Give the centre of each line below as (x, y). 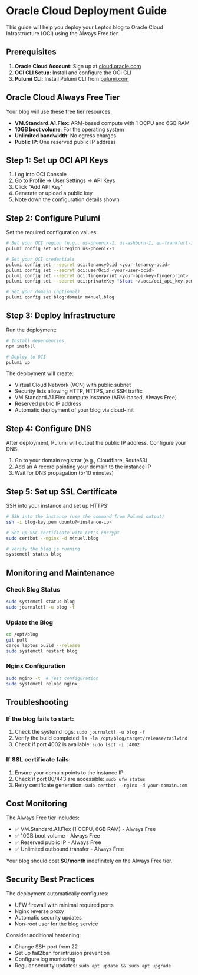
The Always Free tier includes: (43, 818)
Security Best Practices (50, 879)
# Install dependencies (35, 340)
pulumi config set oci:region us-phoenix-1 (60, 249)
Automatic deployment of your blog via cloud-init (74, 410)
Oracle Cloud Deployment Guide (86, 11)
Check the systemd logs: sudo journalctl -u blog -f (80, 732)
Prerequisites (31, 52)
